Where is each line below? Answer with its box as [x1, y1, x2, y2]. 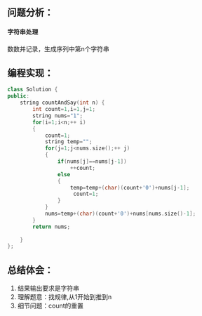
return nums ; [32, 223, 71, 230]
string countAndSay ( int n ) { [20, 99, 105, 107]
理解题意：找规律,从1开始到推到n [17, 293, 112, 301]
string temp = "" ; [44, 138, 93, 145]
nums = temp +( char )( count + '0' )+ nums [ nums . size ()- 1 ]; [44, 210, 196, 218]
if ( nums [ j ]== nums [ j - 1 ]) [57, 158, 128, 165]
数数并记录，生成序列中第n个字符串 [7, 44, 110, 53]
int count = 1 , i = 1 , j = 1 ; [32, 106, 96, 113]
